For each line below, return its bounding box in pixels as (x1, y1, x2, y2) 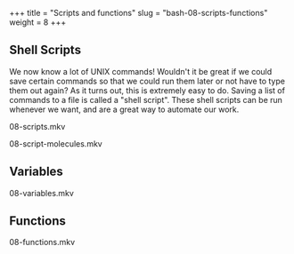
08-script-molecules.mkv (9, 138, 102, 149)
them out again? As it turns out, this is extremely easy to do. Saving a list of (9, 84, 285, 96)
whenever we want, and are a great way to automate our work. (9, 104, 240, 115)
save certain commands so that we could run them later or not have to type (9, 75, 285, 86)
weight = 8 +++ (9, 17, 67, 28)
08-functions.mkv (9, 237, 76, 248)
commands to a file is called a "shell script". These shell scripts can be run (9, 94, 283, 105)
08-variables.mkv (9, 187, 74, 198)
